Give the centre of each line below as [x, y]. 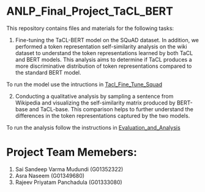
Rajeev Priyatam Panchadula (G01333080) [69, 182]
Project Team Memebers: [72, 153]
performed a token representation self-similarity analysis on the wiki [101, 46]
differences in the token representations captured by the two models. [102, 116]
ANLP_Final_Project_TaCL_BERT [90, 11]
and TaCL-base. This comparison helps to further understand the [111, 109]
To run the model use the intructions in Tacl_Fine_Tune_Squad [84, 84]
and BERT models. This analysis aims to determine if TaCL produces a [103, 59]
